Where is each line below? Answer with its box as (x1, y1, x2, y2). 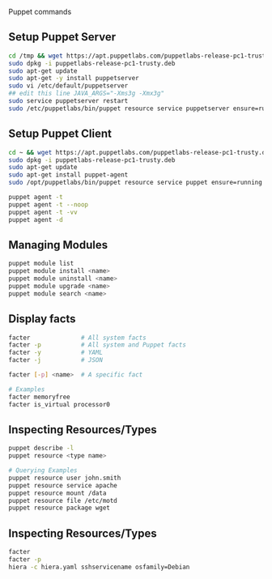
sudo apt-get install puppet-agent (8, 171, 129, 179)
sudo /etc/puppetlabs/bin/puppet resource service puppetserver (8, 104, 230, 113)
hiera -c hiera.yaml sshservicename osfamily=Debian (8, 563, 190, 571)
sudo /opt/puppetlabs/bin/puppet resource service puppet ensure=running (8, 178, 263, 187)
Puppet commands (8, 7, 72, 16)
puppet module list (8, 259, 74, 268)
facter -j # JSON (8, 356, 104, 364)
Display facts (8, 312, 76, 326)
